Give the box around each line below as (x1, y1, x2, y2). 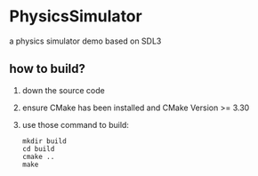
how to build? (9, 61, 86, 76)
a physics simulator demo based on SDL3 (9, 36, 162, 46)
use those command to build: (21, 119, 129, 130)
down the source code (21, 84, 105, 95)
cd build (21, 144, 55, 153)
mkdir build (21, 136, 67, 146)
